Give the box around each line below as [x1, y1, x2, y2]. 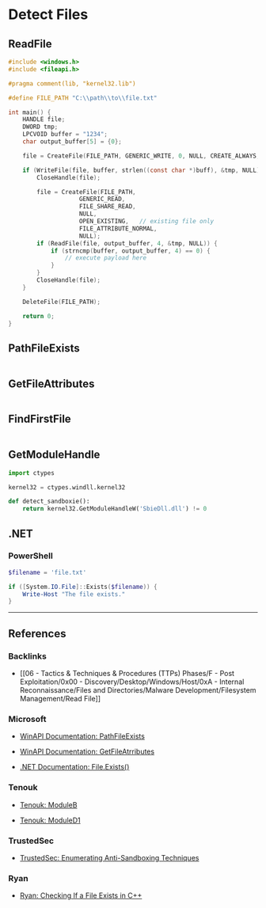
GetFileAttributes [8, 377, 95, 390]
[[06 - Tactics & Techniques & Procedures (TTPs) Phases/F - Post [19, 669, 235, 678]
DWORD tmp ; [22, 123, 59, 131]
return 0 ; [22, 312, 55, 320]
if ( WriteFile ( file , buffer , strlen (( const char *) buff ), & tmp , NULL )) [22, 166, 264, 174]
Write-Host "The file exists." [22, 590, 126, 598]
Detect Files [8, 6, 89, 24]
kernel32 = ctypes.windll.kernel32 [8, 483, 126, 492]
